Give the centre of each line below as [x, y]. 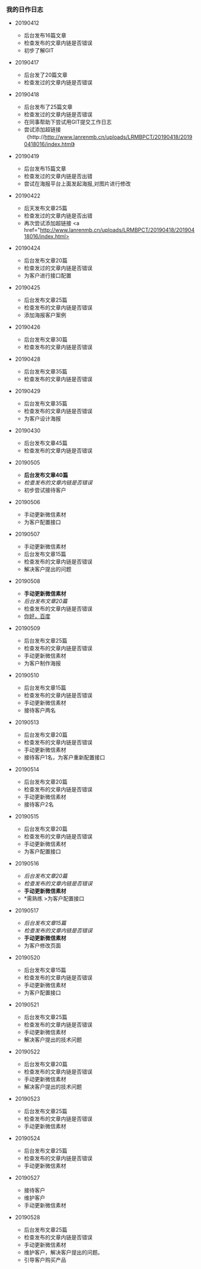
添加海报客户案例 [45, 315]
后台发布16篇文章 [45, 36]
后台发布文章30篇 [46, 340]
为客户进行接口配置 [48, 276]
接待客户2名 [39, 805]
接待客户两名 [40, 710]
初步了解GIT [39, 51]
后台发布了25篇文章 [48, 107]
